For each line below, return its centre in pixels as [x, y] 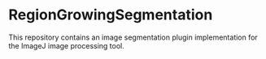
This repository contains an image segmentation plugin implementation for [133, 37]
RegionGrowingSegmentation [111, 15]
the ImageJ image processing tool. [66, 45]
